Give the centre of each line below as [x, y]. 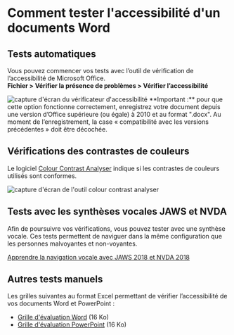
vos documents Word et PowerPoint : [61, 303]
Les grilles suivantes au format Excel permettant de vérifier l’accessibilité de [117, 296]
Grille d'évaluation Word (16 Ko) [63, 317]
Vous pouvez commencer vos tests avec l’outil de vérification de [100, 71]
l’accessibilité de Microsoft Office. [56, 78]
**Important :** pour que [186, 99]
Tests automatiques [52, 54]
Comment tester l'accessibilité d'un [114, 13]
